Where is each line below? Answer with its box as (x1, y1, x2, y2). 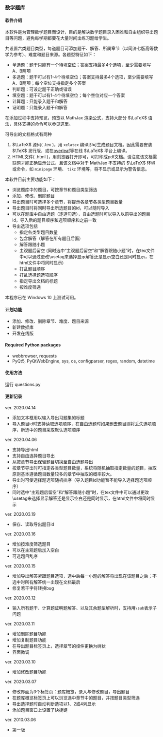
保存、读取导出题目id (12, 521, 54, 527)
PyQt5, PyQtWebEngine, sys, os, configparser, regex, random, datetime (12, 358, 155, 364)
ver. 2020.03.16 (5, 531, 36, 537)
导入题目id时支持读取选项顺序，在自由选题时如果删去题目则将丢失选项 (12, 420, 152, 427)
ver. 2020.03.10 (5, 659, 36, 664)
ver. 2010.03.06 (5, 717, 36, 722)
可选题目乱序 (12, 553, 38, 559)
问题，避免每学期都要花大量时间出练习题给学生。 (13, 35, 112, 41)
